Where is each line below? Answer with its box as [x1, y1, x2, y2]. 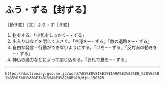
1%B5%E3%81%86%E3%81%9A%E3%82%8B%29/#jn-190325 [5, 75, 105, 80]
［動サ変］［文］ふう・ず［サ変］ [5, 22, 72, 28]
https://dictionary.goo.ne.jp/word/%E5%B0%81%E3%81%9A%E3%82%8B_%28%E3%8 [5, 71, 160, 76]
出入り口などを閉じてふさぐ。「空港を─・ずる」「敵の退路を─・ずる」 [12, 38, 152, 44]
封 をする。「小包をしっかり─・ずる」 [12, 32, 87, 38]
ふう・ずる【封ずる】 [5, 4, 92, 16]
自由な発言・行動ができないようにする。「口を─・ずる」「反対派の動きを [12, 44, 158, 50]
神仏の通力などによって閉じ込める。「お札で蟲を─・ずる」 [12, 57, 129, 62]
